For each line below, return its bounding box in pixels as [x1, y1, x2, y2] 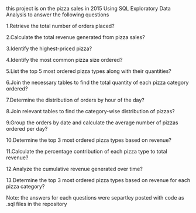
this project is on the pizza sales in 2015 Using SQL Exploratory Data [6, 5, 171, 12]
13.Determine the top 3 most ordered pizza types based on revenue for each [6, 177, 191, 183]
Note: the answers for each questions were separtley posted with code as [6, 194, 184, 201]
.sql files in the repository [6, 201, 67, 207]
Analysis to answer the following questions [6, 11, 109, 18]
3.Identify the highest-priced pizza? [6, 45, 92, 52]
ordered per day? [6, 125, 48, 132]
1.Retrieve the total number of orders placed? [6, 23, 115, 29]
